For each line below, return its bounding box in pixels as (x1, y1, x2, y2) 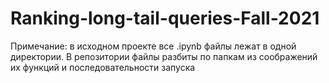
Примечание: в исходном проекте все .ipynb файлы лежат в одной (10, 40, 297, 52)
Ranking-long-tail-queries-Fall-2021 (10, 7, 320, 30)
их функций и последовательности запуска (10, 61, 196, 73)
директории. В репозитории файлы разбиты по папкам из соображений (10, 50, 318, 62)
